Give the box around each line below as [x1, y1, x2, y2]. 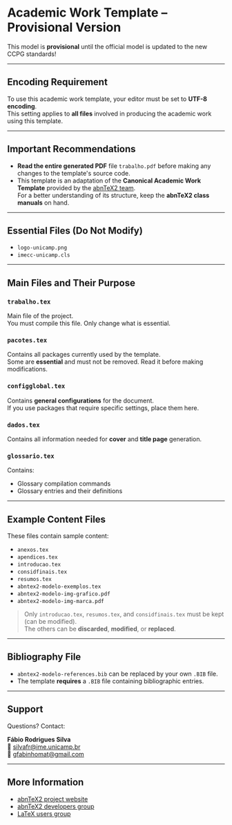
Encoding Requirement [7, 76, 108, 88]
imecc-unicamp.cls [17, 252, 70, 259]
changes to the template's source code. [17, 169, 130, 177]
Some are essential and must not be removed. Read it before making [7, 358, 204, 366]
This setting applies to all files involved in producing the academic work [7, 109, 212, 118]
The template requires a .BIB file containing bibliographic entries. [17, 676, 204, 685]
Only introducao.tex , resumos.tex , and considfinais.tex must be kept [23, 610, 224, 618]
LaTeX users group [17, 809, 71, 817]
